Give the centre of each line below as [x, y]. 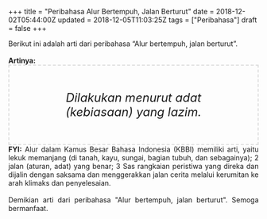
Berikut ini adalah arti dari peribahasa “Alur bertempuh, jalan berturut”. [123, 44]
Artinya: [22, 60]
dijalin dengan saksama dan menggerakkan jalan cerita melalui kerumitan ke [133, 175]
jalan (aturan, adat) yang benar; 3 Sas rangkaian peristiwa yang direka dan [133, 166]
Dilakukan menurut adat [133, 98]
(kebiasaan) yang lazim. [133, 112]
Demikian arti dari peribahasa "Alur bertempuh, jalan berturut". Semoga [133, 200]
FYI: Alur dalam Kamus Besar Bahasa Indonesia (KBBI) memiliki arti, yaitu [133, 149]
